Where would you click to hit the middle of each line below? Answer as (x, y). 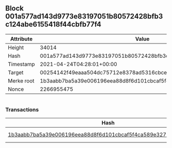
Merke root (21, 80)
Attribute (21, 39)
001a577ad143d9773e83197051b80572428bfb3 (84, 17)
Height (16, 47)
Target (16, 72)
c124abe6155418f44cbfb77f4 (53, 24)
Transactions (22, 110)
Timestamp (21, 64)
